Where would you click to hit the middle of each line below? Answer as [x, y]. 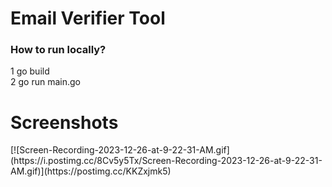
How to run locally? [58, 50]
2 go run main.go [45, 82]
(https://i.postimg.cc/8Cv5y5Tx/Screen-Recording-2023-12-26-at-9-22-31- [166, 161]
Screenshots [64, 122]
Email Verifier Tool [88, 18]
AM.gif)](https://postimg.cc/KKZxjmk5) [91, 171]
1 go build [30, 71]
